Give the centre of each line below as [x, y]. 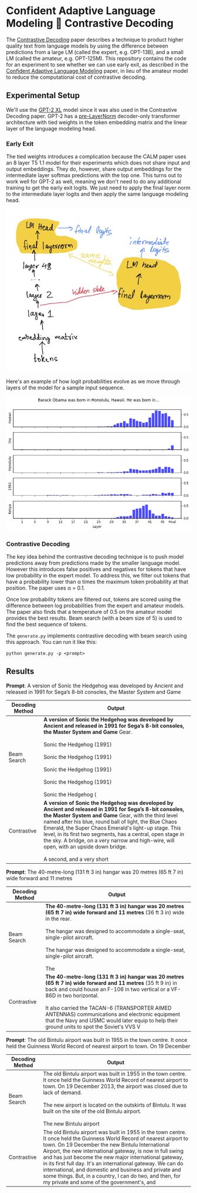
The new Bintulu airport [71, 1124]
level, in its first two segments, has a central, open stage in [114, 834]
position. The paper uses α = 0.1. [45, 588]
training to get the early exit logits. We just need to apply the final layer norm [98, 188]
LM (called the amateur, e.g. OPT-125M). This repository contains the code [96, 58]
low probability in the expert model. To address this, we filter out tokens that [98, 575]
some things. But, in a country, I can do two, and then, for [112, 1176]
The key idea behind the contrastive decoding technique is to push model [95, 556]
